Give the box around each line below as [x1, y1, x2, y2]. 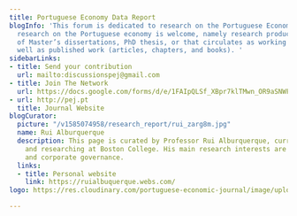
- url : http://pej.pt [9, 95, 89, 104]
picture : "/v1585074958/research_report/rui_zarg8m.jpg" [17, 120, 232, 129]
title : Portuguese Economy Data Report [9, 12, 156, 22]
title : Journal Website [17, 104, 104, 112]
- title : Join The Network [9, 79, 109, 88]
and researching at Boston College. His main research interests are [25, 144, 287, 153]
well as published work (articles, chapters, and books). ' [17, 46, 243, 55]
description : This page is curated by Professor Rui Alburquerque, [17, 136, 271, 145]
